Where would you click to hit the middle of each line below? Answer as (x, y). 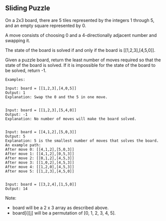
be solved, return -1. (26, 70)
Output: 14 (16, 189)
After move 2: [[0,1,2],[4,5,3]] (40, 158)
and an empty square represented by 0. (46, 25)
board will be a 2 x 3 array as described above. (60, 208)
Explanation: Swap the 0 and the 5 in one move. (56, 97)
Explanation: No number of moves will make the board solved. (71, 119)
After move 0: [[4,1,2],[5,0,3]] (40, 149)
